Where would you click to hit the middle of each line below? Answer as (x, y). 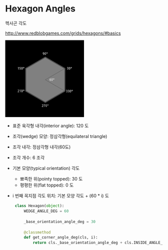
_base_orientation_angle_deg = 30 (60, 221)
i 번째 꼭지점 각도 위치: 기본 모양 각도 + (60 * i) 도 (60, 196)
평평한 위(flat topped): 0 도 (47, 185)
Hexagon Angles (40, 9)
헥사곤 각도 (16, 23)
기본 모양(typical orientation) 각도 (46, 168)
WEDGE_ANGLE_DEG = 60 (46, 211)
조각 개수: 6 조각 (28, 157)
